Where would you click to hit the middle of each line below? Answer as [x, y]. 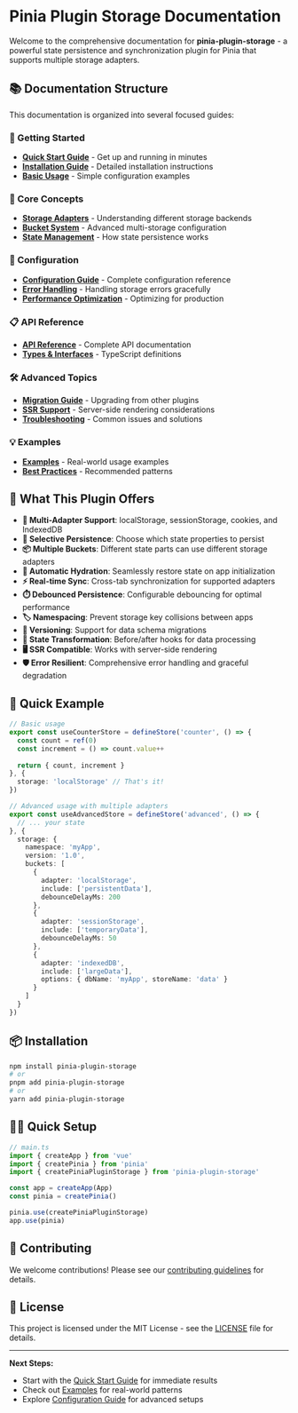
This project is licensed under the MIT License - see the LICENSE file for [141, 1329]
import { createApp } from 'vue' [71, 1155]
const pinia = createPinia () [63, 1196]
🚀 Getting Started [47, 138]
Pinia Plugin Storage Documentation [145, 16]
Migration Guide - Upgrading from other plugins [110, 401]
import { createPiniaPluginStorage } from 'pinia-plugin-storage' [134, 1172]
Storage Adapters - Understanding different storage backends [137, 218]
